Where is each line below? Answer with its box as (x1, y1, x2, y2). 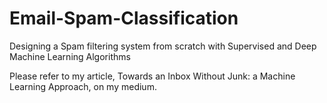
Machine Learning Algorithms (9, 50, 131, 62)
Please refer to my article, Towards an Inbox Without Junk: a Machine (9, 70, 296, 82)
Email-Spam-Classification (9, 7, 239, 30)
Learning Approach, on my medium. (9, 80, 157, 92)
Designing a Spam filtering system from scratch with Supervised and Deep (9, 40, 317, 52)
